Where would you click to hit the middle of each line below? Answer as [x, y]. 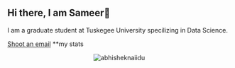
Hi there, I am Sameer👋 [59, 13]
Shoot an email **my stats [45, 44]
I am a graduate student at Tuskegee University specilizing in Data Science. [118, 30]
